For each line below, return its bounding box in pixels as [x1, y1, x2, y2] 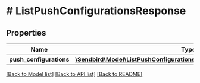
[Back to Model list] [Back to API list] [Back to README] [6, 71, 143, 78]
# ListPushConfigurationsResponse [6, 4, 186, 18]
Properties [6, 28, 46, 38]
